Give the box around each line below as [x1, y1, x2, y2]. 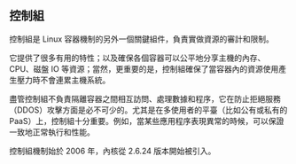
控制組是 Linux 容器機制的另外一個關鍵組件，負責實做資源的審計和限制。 [9, 34, 275, 44]
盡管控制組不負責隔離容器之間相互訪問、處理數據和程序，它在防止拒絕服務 [9, 93, 281, 104]
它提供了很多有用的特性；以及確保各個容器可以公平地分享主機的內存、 [9, 52, 266, 63]
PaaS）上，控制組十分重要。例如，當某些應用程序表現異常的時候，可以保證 [9, 115, 284, 126]
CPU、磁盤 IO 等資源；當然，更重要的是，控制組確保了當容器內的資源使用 [9, 63, 279, 74]
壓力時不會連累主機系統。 [16, 74, 111, 85]
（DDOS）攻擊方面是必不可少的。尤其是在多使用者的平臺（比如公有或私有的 [9, 105, 288, 115]
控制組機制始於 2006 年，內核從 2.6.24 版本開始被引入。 [9, 145, 216, 156]
